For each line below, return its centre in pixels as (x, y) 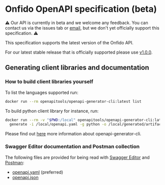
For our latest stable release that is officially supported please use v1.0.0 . (79, 52)
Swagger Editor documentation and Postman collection (72, 147)
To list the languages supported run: (42, 92)
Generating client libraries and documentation (77, 68)
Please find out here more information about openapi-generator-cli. (73, 134)
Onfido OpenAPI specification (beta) (81, 9)
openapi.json (25, 177)
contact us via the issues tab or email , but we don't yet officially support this (82, 28)
